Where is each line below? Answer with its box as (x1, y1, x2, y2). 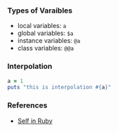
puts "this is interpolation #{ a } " (7, 84, 112, 91)
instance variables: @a (17, 37, 81, 45)
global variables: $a (17, 29, 74, 37)
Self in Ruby (17, 117, 53, 125)
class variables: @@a (17, 44, 74, 53)
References (7, 100, 48, 110)
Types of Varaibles (7, 6, 73, 15)
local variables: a (17, 22, 67, 30)
